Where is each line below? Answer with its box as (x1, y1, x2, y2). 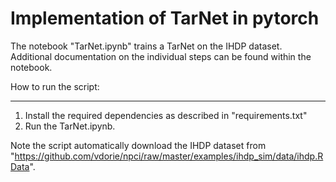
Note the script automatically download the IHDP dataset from (10, 139, 267, 151)
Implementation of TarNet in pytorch (10, 7, 320, 30)
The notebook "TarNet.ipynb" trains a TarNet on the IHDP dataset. (10, 40, 283, 52)
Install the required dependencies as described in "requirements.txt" (24, 109, 308, 121)
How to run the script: (10, 80, 100, 92)
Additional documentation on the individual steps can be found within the (10, 50, 312, 62)
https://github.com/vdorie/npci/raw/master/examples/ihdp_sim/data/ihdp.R (14, 150, 324, 162)
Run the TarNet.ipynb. (24, 120, 116, 132)
